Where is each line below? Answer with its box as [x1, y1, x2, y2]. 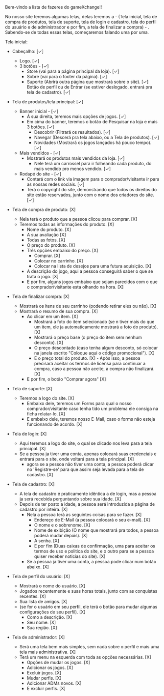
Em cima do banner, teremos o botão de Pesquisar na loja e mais [26, 119, 158, 124]
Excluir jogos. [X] [26, 670, 62, 675]
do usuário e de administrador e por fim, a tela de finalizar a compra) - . [5, 24, 149, 30]
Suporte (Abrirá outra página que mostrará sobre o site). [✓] [26, 79, 149, 85]
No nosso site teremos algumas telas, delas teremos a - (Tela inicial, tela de [5, 14, 158, 19]
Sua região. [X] [26, 625, 57, 631]
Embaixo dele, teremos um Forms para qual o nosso [26, 401, 132, 406]
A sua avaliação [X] [26, 232, 66, 237]
